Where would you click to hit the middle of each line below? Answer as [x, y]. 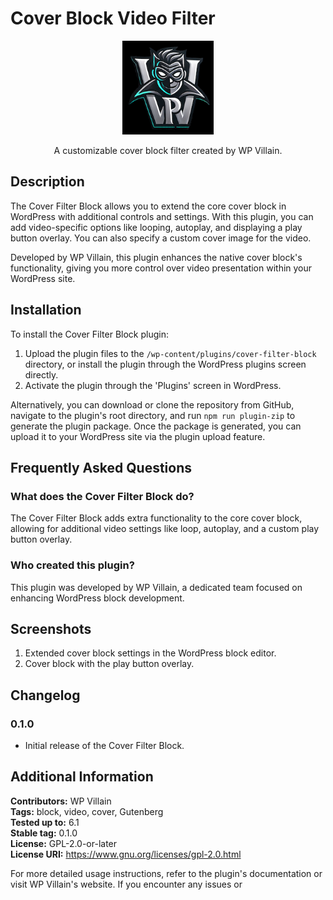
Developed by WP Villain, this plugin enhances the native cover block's [156, 257]
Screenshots [51, 628]
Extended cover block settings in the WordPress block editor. [150, 653]
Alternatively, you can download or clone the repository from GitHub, [152, 404]
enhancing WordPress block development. [97, 598]
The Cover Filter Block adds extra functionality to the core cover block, [156, 518]
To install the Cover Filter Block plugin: [89, 334]
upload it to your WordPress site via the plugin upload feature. [138, 436]
